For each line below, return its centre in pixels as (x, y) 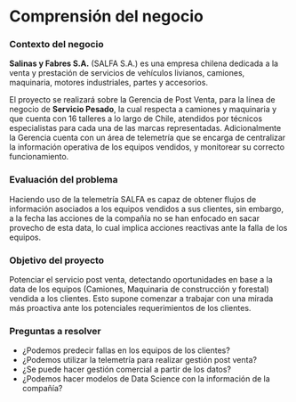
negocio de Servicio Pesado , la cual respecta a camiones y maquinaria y (143, 110)
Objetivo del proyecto (57, 260)
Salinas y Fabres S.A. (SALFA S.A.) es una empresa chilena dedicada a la (144, 63)
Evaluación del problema (64, 180)
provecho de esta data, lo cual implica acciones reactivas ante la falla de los (148, 227)
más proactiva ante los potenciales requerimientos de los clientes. (130, 308)
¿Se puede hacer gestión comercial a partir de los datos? (127, 369)
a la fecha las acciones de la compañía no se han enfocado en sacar (135, 218)
